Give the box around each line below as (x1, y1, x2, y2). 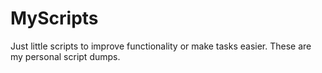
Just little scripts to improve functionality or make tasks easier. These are (10, 40, 312, 52)
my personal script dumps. (10, 50, 121, 62)
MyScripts (10, 7, 99, 30)
